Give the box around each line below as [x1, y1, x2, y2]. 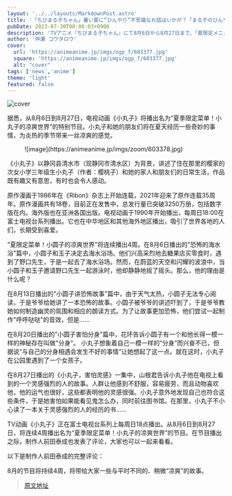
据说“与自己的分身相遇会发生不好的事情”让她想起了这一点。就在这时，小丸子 [7, 347, 224, 356]
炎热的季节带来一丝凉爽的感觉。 [25, 131, 116, 140]
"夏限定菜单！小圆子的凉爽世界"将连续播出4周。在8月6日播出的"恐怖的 [7, 240, 209, 249]
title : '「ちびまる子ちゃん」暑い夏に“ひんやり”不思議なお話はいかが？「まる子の [7, 17, 213, 23]
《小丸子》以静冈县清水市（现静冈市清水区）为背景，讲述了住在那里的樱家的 [7, 160, 225, 168]
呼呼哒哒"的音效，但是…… [16, 316, 90, 324]
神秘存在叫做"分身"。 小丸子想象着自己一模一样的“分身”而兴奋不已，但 [19, 339, 220, 347]
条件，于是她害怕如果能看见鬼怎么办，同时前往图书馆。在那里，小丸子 [12, 397, 213, 405]
